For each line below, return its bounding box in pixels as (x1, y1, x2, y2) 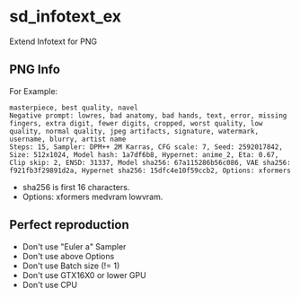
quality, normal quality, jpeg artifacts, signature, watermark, (9, 127, 259, 135)
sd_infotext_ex (9, 6, 122, 27)
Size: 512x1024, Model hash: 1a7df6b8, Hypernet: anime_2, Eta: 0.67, (9, 150, 279, 159)
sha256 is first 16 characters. (22, 181, 130, 192)
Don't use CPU (22, 279, 78, 290)
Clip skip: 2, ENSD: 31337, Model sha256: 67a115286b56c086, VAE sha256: (9, 158, 292, 167)
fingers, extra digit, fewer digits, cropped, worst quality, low (9, 118, 263, 127)
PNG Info (9, 62, 61, 77)
